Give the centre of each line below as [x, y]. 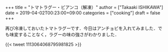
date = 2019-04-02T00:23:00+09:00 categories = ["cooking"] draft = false [83, 13]
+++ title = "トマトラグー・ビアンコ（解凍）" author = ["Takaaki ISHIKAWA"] [84, 7]
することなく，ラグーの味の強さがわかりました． [69, 34]
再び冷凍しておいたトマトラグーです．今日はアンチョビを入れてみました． [81, 28]
